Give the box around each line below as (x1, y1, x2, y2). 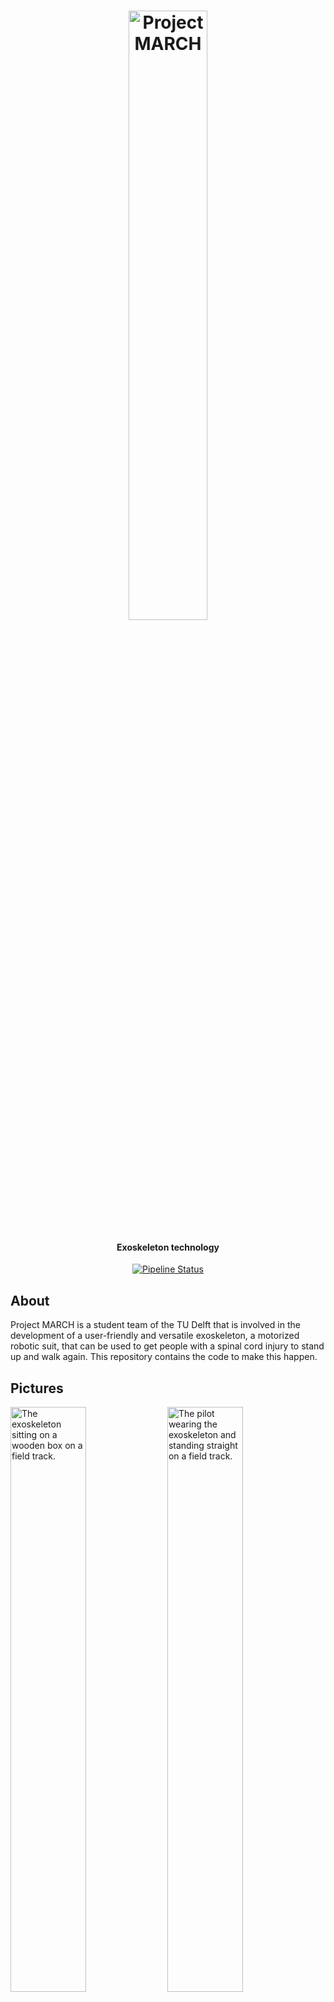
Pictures (10, 1380, 64, 1397)
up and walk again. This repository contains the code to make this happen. (10, 1351, 318, 1363)
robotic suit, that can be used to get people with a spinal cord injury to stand (10, 1340, 325, 1352)
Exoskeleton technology (116, 1241, 220, 1253)
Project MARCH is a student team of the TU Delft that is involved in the (10, 1319, 301, 1331)
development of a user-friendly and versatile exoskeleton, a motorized (10, 1330, 300, 1342)
